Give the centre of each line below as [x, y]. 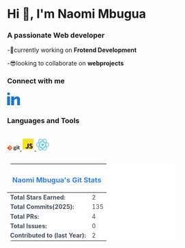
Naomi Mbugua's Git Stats [57, 180]
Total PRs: [25, 216]
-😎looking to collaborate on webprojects [66, 64]
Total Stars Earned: [38, 197]
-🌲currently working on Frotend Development [72, 50]
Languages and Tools [43, 120]
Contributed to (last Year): [48, 236]
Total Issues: [28, 225]
